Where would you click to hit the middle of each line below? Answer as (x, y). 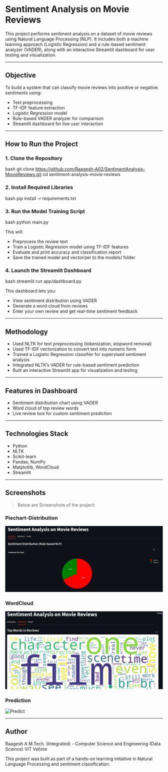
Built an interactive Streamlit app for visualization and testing (75, 370)
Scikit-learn (24, 456)
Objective (21, 75)
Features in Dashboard (41, 391)
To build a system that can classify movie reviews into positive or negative (82, 87)
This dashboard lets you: (31, 291)
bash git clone (20, 169)
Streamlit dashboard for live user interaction (58, 123)
